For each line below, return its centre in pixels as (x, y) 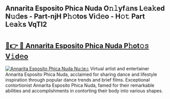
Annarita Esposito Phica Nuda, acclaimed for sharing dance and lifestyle (81, 74)
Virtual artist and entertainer (120, 68)
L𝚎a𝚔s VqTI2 (26, 24)
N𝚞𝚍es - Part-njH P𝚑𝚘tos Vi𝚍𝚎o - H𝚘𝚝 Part (75, 17)
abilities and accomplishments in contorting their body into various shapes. (84, 91)
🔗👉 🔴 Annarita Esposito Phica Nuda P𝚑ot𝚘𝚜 (77, 46)
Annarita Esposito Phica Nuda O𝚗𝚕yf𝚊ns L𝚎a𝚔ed (85, 8)
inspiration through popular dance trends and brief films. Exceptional (78, 80)
